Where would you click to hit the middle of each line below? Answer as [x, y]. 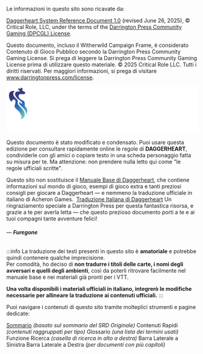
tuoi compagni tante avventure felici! [52, 219]
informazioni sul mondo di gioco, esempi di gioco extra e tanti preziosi [94, 186]
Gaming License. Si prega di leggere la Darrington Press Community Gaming [102, 58]
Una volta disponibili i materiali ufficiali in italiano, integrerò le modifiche [99, 288]
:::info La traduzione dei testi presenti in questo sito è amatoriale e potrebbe [101, 251]
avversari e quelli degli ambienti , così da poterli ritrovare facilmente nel [96, 270]
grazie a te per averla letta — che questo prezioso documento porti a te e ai [101, 212]
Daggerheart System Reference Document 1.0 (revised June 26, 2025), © [98, 20]
